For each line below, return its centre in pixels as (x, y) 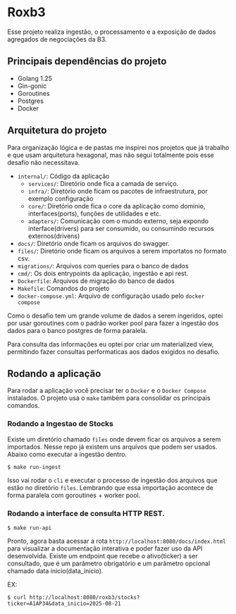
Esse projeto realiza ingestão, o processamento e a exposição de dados (112, 32)
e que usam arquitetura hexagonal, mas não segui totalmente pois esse (111, 155)
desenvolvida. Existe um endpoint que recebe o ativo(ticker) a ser (103, 556)
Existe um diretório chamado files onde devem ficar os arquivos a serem (114, 439)
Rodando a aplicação (54, 374)
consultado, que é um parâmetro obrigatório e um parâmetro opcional (109, 563)
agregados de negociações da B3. (57, 39)
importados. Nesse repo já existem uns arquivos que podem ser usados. (112, 446)
